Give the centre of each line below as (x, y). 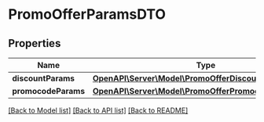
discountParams (44, 78)
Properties (35, 43)
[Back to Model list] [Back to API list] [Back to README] (98, 110)
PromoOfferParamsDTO (87, 14)
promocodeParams (48, 91)
